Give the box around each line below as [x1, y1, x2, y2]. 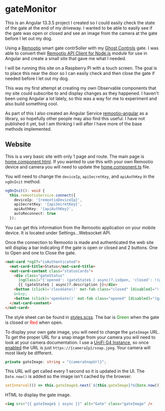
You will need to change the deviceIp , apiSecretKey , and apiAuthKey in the [5, 173, 155, 179]
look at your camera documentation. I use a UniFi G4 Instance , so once [5, 339, 149, 345]
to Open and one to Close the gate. [5, 250, 76, 256]
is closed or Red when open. [5, 319, 63, 325]
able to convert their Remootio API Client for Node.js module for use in [5, 50, 147, 56]
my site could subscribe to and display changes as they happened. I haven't [5, 90, 159, 96]
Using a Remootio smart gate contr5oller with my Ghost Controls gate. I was [5, 45, 159, 51]
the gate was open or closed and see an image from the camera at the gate [5, 30, 158, 36]
